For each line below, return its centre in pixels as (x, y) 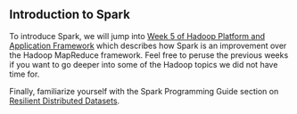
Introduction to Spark (70, 15)
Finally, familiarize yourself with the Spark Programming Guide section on (144, 91)
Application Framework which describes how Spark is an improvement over (148, 45)
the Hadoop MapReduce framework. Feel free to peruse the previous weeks (149, 55)
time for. (25, 74)
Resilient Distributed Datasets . (65, 101)
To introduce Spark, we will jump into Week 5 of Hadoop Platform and (137, 36)
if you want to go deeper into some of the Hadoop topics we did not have (144, 64)
